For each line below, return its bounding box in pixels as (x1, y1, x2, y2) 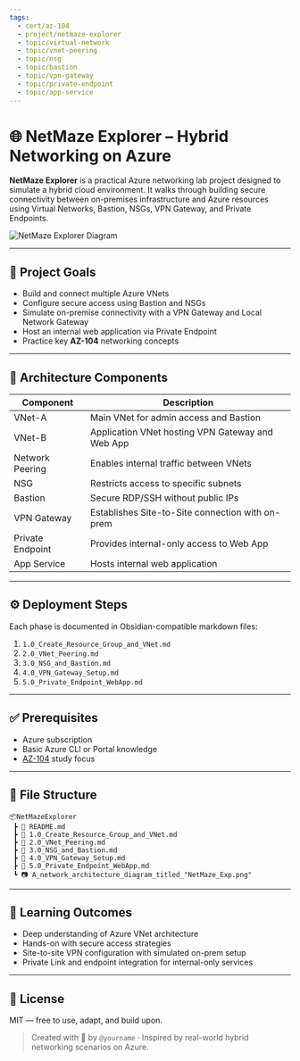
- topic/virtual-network (17, 37, 110, 47)
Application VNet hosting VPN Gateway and (90, 426, 274, 438)
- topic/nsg (17, 54, 62, 63)
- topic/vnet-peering (17, 46, 98, 55)
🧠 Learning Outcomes (9, 905, 132, 920)
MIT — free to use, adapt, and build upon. (9, 1015, 163, 1026)
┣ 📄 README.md (12, 822, 66, 831)
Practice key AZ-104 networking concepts (21, 336, 179, 346)
